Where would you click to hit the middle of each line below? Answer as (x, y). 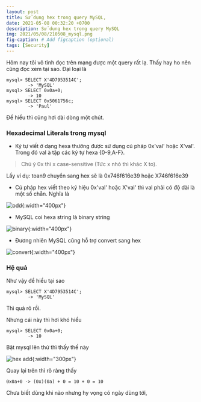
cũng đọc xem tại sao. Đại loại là (46, 69)
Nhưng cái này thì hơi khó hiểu (44, 320)
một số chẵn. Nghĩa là (42, 194)
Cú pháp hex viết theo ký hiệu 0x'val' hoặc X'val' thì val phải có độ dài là (105, 188)
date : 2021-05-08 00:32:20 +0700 (48, 23)
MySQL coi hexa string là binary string (62, 217)
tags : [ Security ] (28, 46)
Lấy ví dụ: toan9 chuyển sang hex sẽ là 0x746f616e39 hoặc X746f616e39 (97, 176)
